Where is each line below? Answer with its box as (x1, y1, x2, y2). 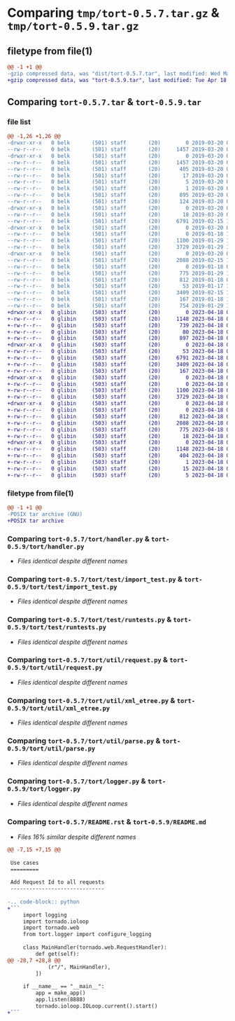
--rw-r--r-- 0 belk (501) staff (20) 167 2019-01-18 (7, 296, 224, 303)
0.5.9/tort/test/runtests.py (7, 624, 107, 631)
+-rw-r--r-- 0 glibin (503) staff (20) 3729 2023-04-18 (7, 394, 224, 401)
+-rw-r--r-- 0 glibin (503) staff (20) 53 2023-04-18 (7, 348, 224, 355)
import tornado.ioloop (22, 918, 90, 925)
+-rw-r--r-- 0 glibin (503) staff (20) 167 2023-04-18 (7, 367, 224, 374)
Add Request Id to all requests (10, 879, 105, 886)
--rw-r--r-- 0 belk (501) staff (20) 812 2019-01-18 (7, 276, 224, 283)
